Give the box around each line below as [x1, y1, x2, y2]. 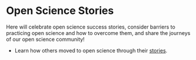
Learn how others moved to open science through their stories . [14, 47, 168, 54]
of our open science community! [6, 36, 85, 43]
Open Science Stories [6, 4, 114, 17]
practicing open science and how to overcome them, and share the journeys [6, 29, 191, 36]
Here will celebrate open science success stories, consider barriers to [6, 23, 175, 30]
